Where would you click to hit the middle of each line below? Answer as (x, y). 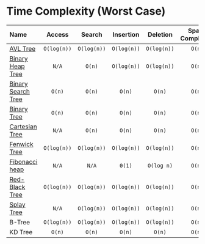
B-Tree (20, 222)
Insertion (126, 34)
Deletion (160, 34)
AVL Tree (23, 48)
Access (58, 34)
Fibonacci (23, 161)
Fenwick (21, 144)
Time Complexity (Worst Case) (86, 11)
